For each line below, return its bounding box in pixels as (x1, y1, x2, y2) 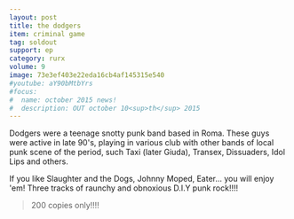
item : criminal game (9, 29, 86, 38)
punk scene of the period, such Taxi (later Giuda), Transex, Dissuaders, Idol (9, 147, 286, 158)
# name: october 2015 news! (9, 95, 117, 105)
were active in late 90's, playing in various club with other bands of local (9, 137, 274, 148)
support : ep (9, 46, 53, 55)
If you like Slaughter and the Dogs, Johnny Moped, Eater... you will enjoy (9, 174, 274, 184)
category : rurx (9, 54, 66, 63)
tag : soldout (9, 37, 58, 47)
